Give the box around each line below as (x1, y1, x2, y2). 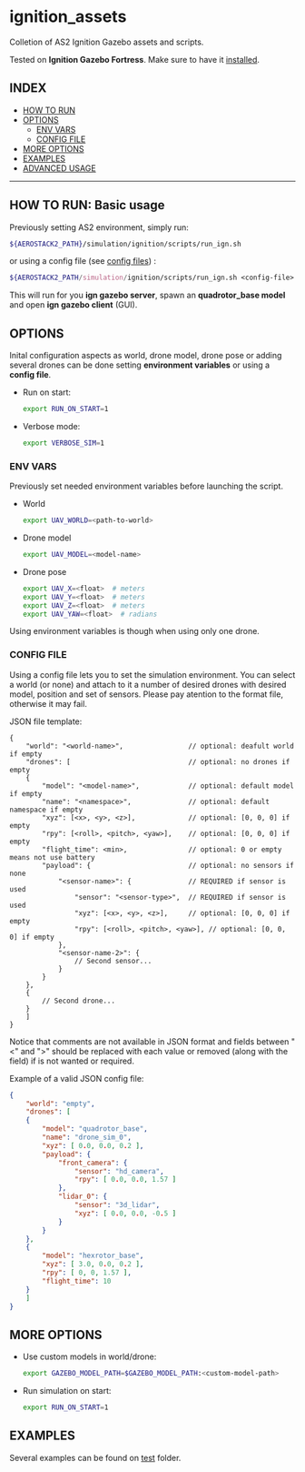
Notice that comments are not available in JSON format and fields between (9, 1035, 290, 1047)
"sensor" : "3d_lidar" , (74, 1201, 161, 1210)
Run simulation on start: (22, 1386, 112, 1396)
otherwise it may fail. (9, 698, 88, 709)
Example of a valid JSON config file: (9, 1073, 144, 1084)
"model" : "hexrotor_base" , (42, 1251, 144, 1261)
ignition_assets (9, 6, 127, 27)
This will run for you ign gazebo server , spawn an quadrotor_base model (9, 289, 286, 301)
